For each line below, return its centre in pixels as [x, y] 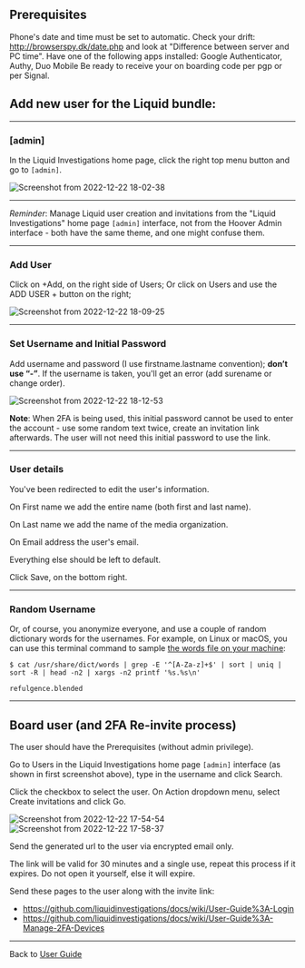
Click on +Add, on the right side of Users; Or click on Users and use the [143, 284]
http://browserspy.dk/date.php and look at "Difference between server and [149, 46]
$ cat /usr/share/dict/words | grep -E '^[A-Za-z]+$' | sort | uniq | [146, 665]
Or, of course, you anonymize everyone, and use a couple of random [138, 629]
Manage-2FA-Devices [64, 928]
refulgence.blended [46, 689]
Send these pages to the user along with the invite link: [112, 891]
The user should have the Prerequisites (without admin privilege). [132, 746]
